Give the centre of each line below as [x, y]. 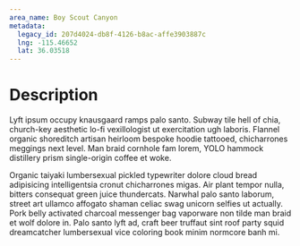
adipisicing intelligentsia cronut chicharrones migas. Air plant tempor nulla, [147, 185]
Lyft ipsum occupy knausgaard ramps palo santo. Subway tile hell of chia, [145, 120]
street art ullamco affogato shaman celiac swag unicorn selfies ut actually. [146, 204]
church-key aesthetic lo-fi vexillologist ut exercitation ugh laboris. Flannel [145, 130]
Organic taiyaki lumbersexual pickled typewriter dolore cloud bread [133, 175]
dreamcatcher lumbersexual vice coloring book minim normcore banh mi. [145, 233]
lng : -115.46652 [47, 42]
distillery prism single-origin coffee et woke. [90, 158]
